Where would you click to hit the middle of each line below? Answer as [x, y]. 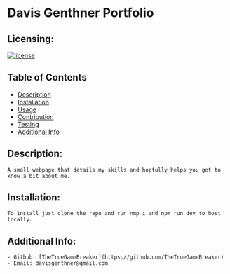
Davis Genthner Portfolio [81, 13]
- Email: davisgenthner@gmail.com [58, 263]
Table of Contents [47, 77]
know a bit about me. [39, 176]
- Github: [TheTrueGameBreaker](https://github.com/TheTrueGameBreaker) [116, 257]
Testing [28, 124]
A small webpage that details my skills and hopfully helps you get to [114, 170]
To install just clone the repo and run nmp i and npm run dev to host [114, 214]
